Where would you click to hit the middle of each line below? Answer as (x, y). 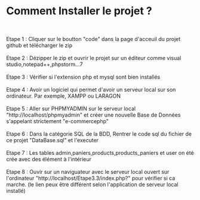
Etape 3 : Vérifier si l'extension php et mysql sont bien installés (83, 77)
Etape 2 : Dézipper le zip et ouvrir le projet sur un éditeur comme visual (94, 58)
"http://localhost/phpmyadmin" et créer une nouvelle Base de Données (93, 115)
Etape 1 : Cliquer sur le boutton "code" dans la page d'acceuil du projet (93, 39)
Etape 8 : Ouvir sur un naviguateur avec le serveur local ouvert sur (88, 171)
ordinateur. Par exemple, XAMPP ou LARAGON (64, 96)
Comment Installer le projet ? (79, 11)
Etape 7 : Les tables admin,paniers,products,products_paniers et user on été (100, 152)
